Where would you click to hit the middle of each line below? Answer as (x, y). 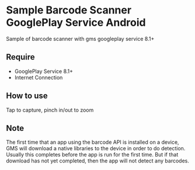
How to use (27, 96)
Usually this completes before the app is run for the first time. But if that (92, 155)
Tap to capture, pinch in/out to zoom (50, 110)
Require (20, 57)
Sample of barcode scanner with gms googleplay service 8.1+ (80, 39)
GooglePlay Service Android (76, 22)
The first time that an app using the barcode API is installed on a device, (93, 142)
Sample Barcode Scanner (69, 10)
